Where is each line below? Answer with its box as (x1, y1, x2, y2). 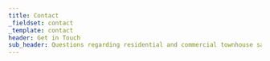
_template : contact (8, 26, 74, 34)
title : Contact (8, 11, 59, 20)
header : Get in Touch (8, 33, 81, 42)
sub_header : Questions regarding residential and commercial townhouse (8, 41, 253, 49)
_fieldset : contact (8, 19, 74, 27)
